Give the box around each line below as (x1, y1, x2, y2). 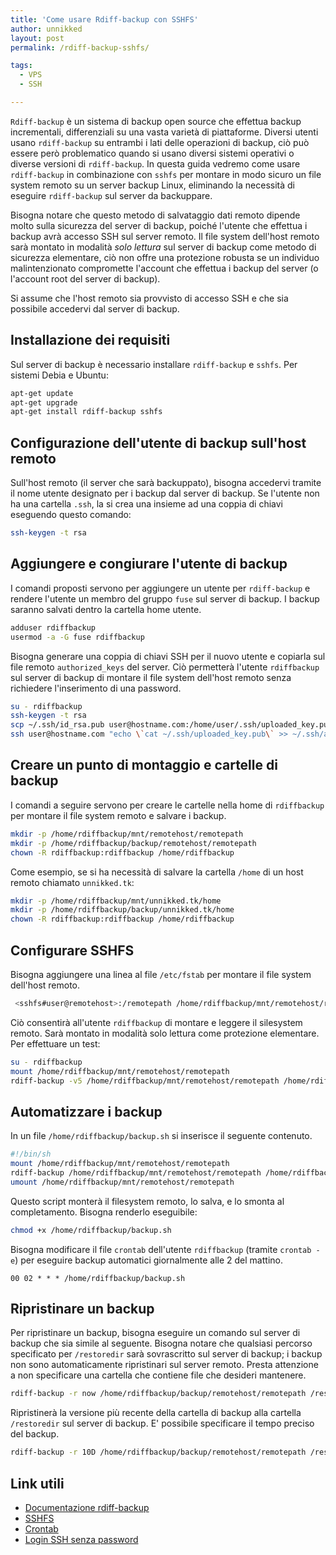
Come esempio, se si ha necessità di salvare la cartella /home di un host (10, 866, 304, 878)
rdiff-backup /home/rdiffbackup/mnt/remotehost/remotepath (10, 1168, 262, 1178)
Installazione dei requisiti (10, 332, 171, 349)
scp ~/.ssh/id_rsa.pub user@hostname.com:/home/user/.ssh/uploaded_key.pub (10, 720, 333, 730)
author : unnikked (10, 24, 83, 34)
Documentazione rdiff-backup (24, 1502, 150, 1513)
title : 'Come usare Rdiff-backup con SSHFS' (10, 14, 199, 25)
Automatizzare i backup (10, 1103, 163, 1120)
